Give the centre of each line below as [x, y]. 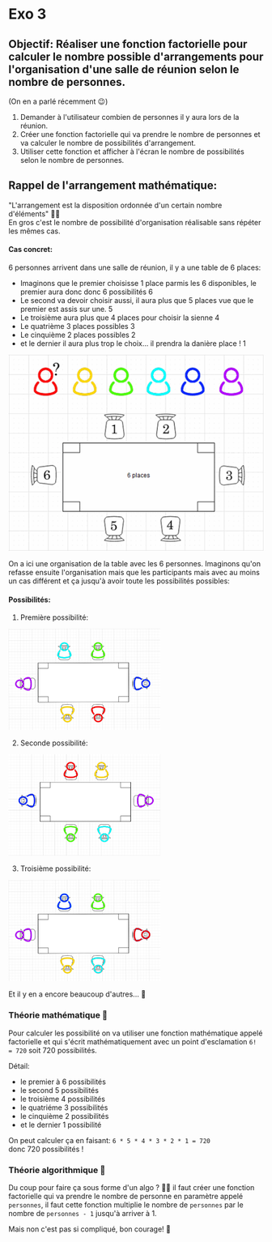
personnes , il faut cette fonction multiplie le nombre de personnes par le [126, 1205]
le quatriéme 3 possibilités [64, 1108]
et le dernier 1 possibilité [61, 1125]
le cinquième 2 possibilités [64, 1116]
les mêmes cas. [34, 231]
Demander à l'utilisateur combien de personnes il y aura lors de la [130, 117]
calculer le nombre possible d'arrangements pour [136, 56]
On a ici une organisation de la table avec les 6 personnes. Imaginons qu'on [135, 564]
